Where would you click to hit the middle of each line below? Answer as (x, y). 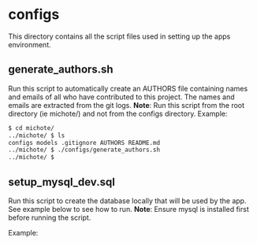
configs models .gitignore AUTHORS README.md (84, 143)
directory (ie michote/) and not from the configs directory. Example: (118, 113)
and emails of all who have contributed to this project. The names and (121, 97)
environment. (30, 44)
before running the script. (50, 217)
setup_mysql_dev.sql (62, 182)
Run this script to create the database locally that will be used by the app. (127, 200)
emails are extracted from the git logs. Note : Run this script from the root (127, 105)
